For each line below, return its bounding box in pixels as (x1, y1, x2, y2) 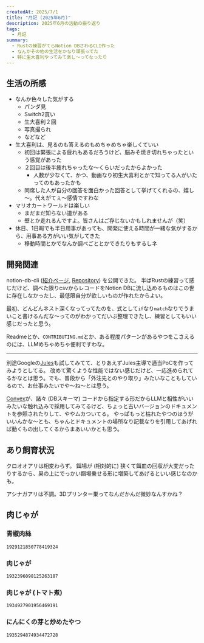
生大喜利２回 (24, 118, 56, 125)
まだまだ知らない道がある (24, 209, 89, 217)
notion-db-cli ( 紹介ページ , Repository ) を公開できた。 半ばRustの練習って (6, 277, 189, 284)
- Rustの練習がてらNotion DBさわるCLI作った (12, 43, 115, 49)
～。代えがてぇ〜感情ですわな (24, 194, 99, 201)
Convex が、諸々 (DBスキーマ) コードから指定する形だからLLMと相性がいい (6, 395, 194, 402)
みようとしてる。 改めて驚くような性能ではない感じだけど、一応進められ (6, 367, 188, 374)
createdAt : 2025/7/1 (6, 9, 59, 15)
